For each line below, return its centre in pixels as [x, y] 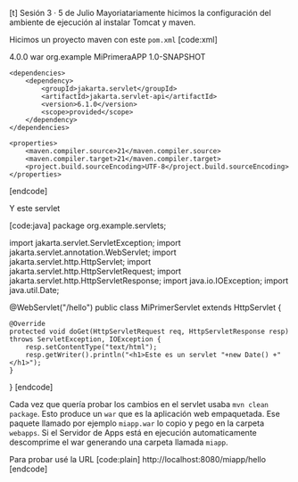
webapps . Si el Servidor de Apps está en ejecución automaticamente [133, 433]
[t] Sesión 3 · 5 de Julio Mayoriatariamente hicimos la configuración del [141, 13]
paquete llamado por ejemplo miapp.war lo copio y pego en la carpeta [137, 423]
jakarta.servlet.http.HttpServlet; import [80, 261]
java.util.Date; [34, 290]
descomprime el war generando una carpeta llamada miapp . [119, 442]
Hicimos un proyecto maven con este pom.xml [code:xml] [114, 40]
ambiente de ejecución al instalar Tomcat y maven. [103, 22]
